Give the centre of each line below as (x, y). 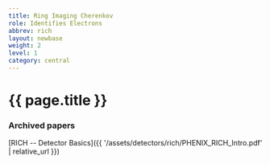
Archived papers (42, 125)
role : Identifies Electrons (56, 23)
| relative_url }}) (34, 152)
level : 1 (23, 53)
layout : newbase (35, 38)
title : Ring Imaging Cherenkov (61, 16)
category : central (39, 61)
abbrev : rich (30, 31)
